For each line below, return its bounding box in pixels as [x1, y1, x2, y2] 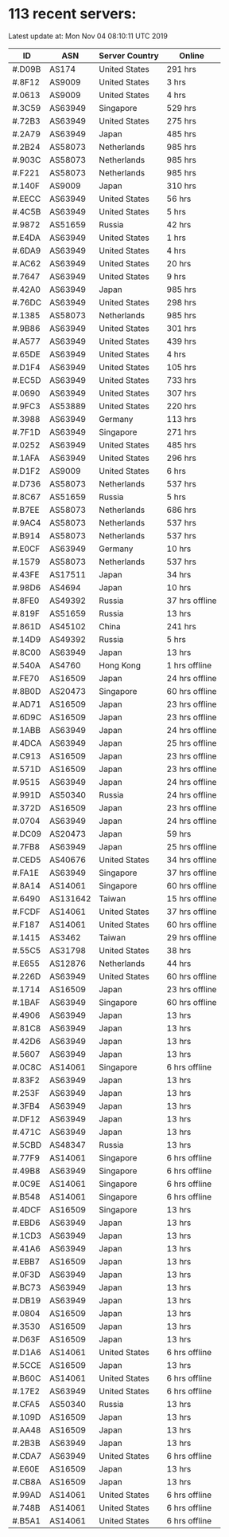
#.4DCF [12, 1204, 41, 1215]
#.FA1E [12, 867, 40, 878]
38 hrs [166, 944, 192, 956]
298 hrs [166, 297, 196, 308]
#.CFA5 [12, 1398, 41, 1409]
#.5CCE [12, 1359, 41, 1370]
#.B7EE [12, 504, 40, 515]
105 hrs [166, 361, 196, 372]
